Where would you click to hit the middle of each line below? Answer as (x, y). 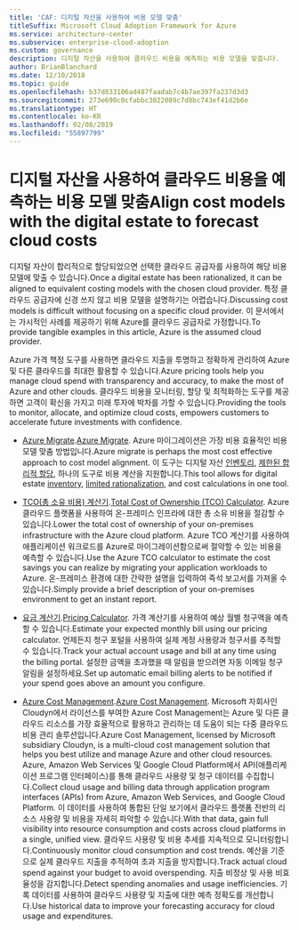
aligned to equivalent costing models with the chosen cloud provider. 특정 (144, 288)
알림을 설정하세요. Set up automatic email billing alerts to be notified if (147, 673)
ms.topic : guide (39, 84)
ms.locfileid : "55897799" (57, 133)
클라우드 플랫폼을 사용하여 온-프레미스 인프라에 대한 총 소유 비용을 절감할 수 (153, 513)
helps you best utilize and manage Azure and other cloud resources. (147, 754)
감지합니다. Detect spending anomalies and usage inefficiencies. (162, 883)
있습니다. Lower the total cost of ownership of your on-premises (137, 524)
